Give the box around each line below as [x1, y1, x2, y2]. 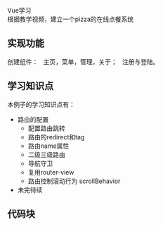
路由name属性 [27, 142, 70, 150]
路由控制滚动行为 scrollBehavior [27, 177, 121, 185]
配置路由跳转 [27, 124, 65, 132]
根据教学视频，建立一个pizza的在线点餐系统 [7, 15, 134, 23]
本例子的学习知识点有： [7, 100, 75, 108]
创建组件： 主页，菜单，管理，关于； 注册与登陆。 [7, 57, 159, 65]
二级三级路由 [27, 150, 65, 158]
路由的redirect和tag [27, 132, 85, 141]
